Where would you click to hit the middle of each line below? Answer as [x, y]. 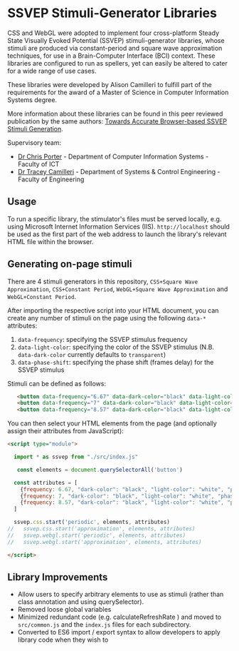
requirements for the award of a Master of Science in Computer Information [118, 92]
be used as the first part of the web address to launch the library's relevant [117, 234]
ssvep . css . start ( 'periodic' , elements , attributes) [92, 523]
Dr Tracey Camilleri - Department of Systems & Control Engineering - [119, 171]
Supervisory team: [34, 142]
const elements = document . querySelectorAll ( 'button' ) [100, 470]
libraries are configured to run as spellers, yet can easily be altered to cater [117, 63]
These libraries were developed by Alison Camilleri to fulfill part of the [110, 84]
